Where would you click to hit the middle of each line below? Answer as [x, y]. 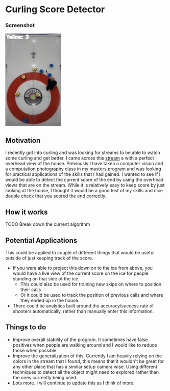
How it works [27, 212]
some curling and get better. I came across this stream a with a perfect [80, 158]
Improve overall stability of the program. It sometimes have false [80, 340]
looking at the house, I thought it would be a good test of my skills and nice [84, 191]
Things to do [26, 327]
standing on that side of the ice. [46, 278]
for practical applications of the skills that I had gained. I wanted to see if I [83, 174]
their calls [31, 290]
